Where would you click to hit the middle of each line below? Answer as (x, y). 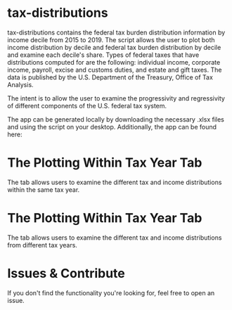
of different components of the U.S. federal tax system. (87, 105)
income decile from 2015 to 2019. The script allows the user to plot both (111, 39)
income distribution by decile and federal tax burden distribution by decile (114, 47)
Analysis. (20, 84)
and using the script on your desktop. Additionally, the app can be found (112, 127)
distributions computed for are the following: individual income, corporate (114, 62)
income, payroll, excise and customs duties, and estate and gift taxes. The (115, 70)
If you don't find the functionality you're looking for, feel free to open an (111, 292)
